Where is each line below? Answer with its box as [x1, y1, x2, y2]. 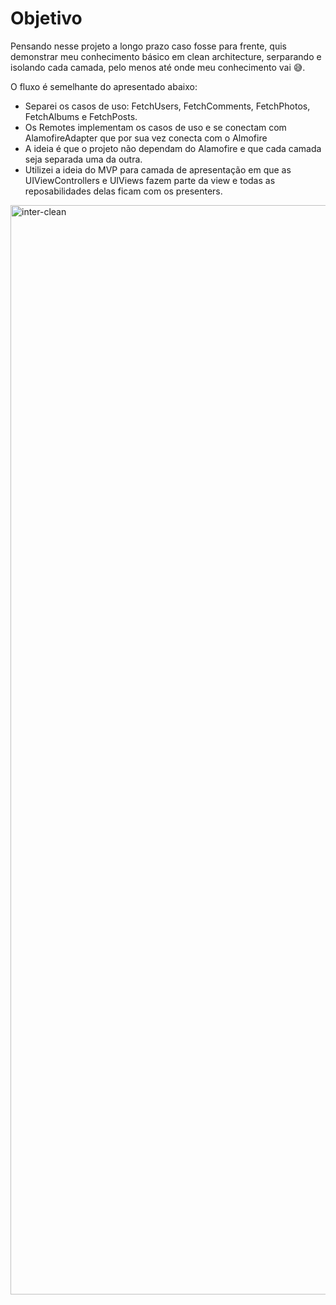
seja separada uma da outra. [24, 153, 143, 165]
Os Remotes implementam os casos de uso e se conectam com [24, 121, 287, 133]
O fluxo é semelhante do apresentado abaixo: [10, 80, 198, 92]
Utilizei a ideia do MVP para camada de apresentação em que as [24, 163, 292, 176]
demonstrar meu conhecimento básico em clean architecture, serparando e [10, 50, 322, 62]
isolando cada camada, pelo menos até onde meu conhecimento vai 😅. [10, 61, 306, 73]
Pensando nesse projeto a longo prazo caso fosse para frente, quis [10, 40, 287, 52]
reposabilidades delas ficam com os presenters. [24, 185, 223, 197]
